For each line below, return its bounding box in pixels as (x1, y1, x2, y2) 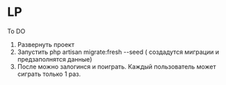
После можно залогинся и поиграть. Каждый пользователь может (17, 62, 216, 70)
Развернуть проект (17, 40, 75, 48)
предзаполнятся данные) (17, 55, 92, 63)
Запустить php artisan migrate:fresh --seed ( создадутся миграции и (17, 48, 219, 56)
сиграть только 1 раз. (17, 70, 81, 78)
